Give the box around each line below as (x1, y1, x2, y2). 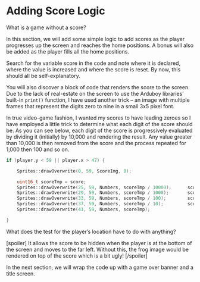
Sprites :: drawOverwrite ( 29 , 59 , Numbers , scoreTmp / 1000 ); (17, 190, 169, 196)
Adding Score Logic (6, 4, 105, 18)
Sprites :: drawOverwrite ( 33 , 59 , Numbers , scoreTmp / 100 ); (17, 195, 167, 202)
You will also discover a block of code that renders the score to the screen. (6, 83, 190, 90)
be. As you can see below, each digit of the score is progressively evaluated (6, 127, 193, 134)
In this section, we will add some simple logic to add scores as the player (6, 35, 185, 42)
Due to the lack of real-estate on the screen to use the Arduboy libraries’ (6, 90, 184, 97)
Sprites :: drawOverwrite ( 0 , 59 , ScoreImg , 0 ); (17, 168, 132, 174)
